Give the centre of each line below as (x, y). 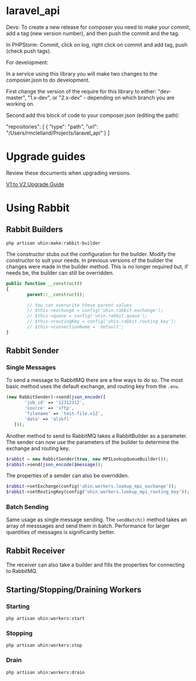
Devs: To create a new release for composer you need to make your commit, (98, 27)
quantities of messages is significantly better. (61, 532)
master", (16, 98)
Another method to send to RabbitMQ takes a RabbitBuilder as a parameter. (97, 435)
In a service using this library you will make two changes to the (82, 73)
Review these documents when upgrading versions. (68, 173)
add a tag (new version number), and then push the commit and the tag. (93, 33)
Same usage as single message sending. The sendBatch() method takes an (97, 520)
